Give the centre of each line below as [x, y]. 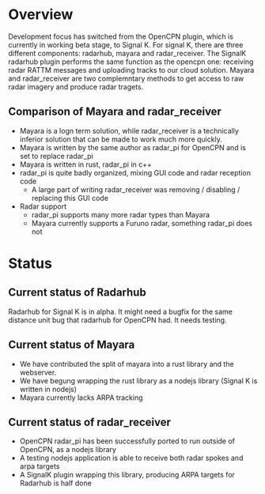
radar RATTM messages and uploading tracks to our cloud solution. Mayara [131, 70]
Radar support [43, 206]
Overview [41, 15]
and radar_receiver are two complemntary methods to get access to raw [126, 78]
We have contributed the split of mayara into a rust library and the [127, 364]
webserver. [38, 372]
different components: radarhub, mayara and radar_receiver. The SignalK [127, 53]
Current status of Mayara [72, 345]
